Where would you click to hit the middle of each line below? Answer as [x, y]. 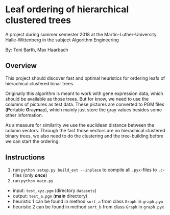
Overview [21, 66]
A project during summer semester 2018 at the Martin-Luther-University [81, 34]
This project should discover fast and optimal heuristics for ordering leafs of [85, 78]
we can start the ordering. [33, 141]
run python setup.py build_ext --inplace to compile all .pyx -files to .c [88, 170]
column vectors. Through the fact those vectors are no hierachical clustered [85, 130]
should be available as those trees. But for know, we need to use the [77, 99]
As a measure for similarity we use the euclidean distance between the [80, 125]
